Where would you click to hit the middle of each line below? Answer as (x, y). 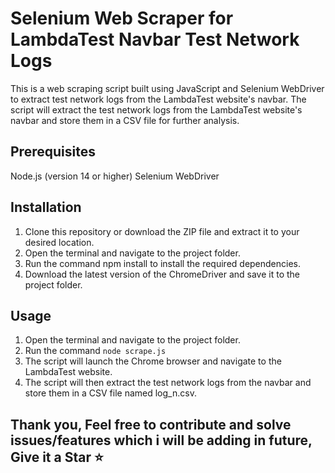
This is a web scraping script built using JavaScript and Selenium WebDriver (167, 88)
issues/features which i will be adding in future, (161, 440)
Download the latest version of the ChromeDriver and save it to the (162, 274)
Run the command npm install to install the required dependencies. (163, 263)
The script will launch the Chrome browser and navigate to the (153, 361)
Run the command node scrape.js (95, 351)
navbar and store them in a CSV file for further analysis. (125, 120)
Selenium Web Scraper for (122, 18)
